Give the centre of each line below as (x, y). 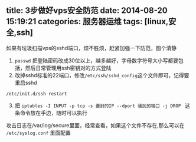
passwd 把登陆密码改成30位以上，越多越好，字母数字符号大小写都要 (97, 60)
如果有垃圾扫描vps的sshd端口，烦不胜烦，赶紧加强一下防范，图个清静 (92, 48)
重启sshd (26, 82)
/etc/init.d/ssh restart (37, 94)
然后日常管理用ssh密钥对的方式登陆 (68, 68)
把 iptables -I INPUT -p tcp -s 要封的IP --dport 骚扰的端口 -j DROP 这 (102, 105)
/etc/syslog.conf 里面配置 (38, 133)
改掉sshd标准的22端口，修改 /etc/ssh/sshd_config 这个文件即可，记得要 (102, 75)
